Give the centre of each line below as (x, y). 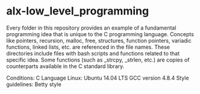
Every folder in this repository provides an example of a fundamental (91, 28)
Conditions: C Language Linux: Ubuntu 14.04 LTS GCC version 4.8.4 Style (98, 78)
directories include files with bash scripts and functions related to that (93, 53)
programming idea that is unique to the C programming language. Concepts (100, 34)
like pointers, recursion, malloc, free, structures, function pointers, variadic (99, 40)
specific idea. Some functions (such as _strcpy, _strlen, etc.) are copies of (98, 60)
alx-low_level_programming (78, 11)
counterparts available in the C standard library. (65, 66)
